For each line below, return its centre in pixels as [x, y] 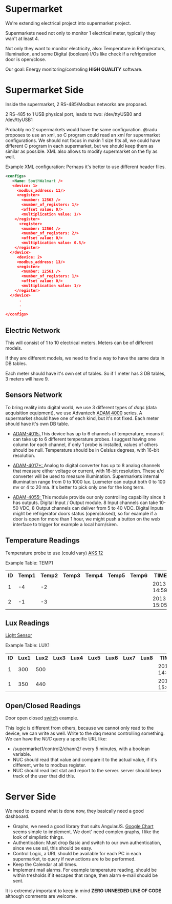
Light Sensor [19, 635]
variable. [22, 754]
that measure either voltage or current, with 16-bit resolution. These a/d [88, 471]
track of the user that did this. [44, 776]
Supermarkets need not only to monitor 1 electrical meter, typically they [81, 33]
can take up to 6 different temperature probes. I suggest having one [84, 439]
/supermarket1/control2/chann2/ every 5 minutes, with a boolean [81, 749]
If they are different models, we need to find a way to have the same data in [85, 358]
